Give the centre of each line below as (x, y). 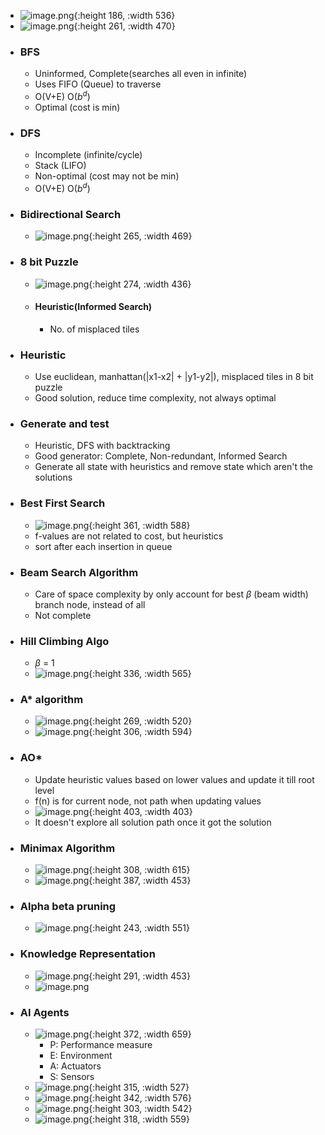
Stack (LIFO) (60, 166)
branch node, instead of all (90, 604)
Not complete (63, 615)
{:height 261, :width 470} (124, 26)
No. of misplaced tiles (94, 329)
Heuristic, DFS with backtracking (102, 446)
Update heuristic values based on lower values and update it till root (174, 779)
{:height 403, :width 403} (140, 811)
